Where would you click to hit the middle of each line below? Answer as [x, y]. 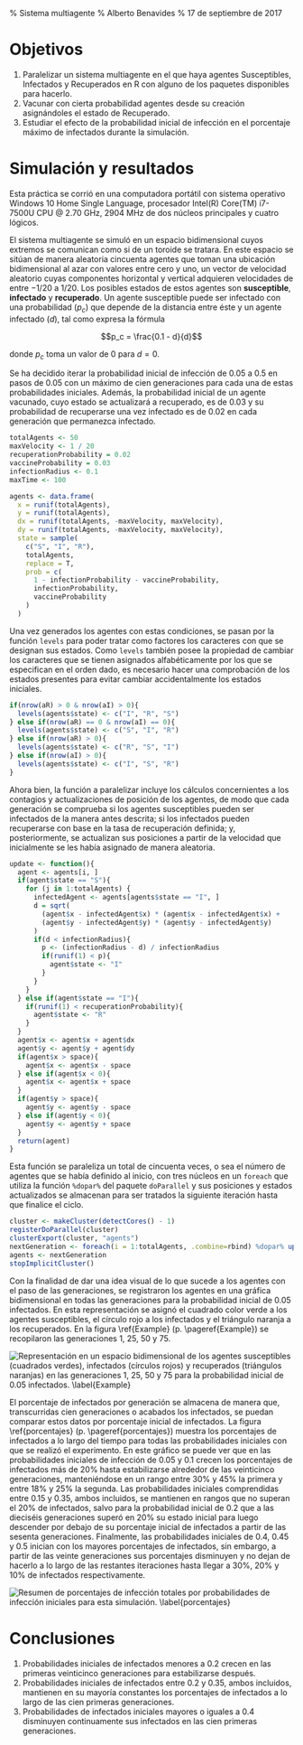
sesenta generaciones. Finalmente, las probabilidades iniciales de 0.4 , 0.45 [149, 1536]
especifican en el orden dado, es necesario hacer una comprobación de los [150, 669]
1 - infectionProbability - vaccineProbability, [126, 580]
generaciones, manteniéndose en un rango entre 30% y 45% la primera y [146, 1479]
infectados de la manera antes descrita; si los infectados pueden [129, 818]
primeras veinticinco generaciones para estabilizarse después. [139, 1673]
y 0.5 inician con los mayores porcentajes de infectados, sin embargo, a [143, 1546]
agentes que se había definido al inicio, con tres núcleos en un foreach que [149, 1176]
